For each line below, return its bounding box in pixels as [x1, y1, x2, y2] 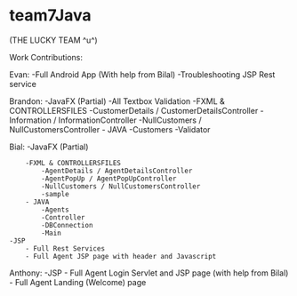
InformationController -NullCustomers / [58, 115, 202, 125]
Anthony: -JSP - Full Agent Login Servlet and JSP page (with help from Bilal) [9, 268, 289, 278]
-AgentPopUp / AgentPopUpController [41, 174, 177, 183]
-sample [41, 189, 69, 198]
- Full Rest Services [25, 244, 105, 253]
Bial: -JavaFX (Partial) [9, 141, 89, 152]
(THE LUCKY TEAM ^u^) [9, 35, 98, 45]
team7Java [9, 5, 92, 26]
